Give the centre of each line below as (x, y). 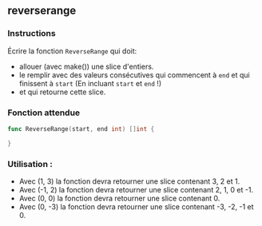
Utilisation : (30, 164)
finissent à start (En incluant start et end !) (90, 83)
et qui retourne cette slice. (62, 92)
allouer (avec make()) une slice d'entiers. (86, 66)
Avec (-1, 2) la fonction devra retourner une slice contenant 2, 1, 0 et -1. (136, 190)
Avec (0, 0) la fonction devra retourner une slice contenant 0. (119, 198)
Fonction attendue (44, 113)
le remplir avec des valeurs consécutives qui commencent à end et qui (134, 75)
